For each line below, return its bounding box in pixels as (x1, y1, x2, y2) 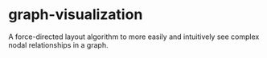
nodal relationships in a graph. (8, 40, 109, 49)
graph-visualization (8, 6, 143, 24)
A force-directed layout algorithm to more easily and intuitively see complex (8, 32, 260, 41)
